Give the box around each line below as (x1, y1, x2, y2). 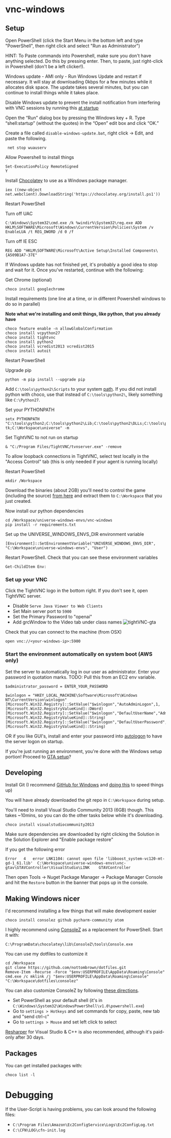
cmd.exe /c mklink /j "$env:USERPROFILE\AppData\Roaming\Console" (5, 974, 149, 979)
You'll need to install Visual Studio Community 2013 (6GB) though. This (5, 807, 154, 813)
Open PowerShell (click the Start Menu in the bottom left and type (5, 37, 144, 43)
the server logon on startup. (5, 738, 64, 744)
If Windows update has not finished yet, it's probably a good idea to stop (5, 261, 158, 267)
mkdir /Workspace (5, 478, 42, 483)
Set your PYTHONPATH (5, 407, 55, 413)
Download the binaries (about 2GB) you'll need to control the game (5, 487, 146, 493)
